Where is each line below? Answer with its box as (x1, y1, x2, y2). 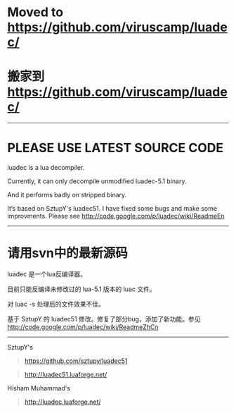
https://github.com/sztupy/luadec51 (24, 357, 128, 365)
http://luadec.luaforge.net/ (24, 397, 101, 406)
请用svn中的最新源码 (7, 245, 128, 261)
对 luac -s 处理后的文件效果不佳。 (7, 300, 105, 308)
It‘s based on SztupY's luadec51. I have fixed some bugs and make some (7, 204, 218, 213)
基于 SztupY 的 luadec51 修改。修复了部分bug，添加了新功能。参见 (7, 315, 201, 323)
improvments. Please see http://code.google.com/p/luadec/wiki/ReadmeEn (7, 212, 225, 221)
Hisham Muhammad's (7, 384, 71, 392)
